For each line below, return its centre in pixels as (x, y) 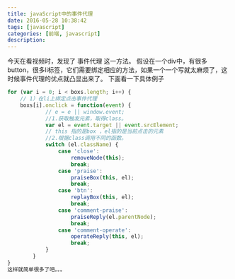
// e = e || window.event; (85, 112)
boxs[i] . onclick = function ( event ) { (76, 105)
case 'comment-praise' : (93, 210)
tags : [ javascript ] (36, 27)
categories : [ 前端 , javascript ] (54, 34)
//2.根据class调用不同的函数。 (86, 138)
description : (27, 40)
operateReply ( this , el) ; (107, 237)
